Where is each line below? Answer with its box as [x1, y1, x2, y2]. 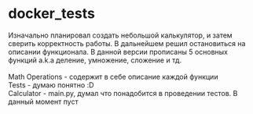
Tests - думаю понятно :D [8, 80, 94, 90]
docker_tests [8, 5, 96, 23]
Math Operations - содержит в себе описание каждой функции [8, 72, 218, 81]
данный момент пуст [8, 97, 79, 106]
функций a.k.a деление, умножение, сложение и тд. [8, 55, 182, 65]
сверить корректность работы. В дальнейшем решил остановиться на [8, 38, 246, 48]
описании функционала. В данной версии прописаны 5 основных [8, 47, 229, 56]
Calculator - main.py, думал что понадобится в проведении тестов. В [8, 88, 238, 98]
